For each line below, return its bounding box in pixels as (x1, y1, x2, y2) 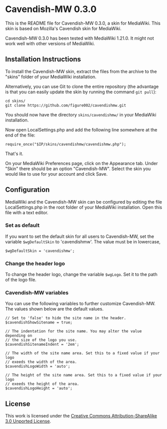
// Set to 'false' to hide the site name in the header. (5, 316, 126, 321)
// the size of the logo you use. (5, 338, 77, 343)
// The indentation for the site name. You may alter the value (5, 329, 142, 334)
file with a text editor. (5, 209, 48, 215)
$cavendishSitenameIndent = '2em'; (5, 342, 79, 347)
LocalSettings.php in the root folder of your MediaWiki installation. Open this (5, 204, 162, 210)
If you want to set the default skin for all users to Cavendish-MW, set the (5, 233, 154, 239)
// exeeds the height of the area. (5, 381, 79, 387)
